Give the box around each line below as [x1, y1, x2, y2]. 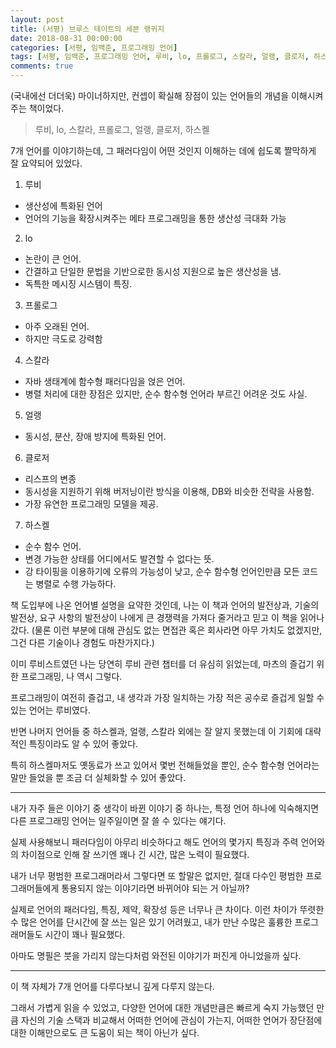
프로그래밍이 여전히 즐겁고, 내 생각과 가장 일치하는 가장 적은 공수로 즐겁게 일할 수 [10, 692, 325, 703]
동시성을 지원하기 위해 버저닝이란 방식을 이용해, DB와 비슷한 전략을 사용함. [24, 486, 315, 497]
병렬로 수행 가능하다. [35, 578, 117, 590]
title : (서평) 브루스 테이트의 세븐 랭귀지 [10, 24, 165, 34]
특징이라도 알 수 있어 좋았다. [28, 738, 139, 750]
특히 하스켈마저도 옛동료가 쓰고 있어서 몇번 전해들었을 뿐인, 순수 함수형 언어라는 [10, 759, 320, 771]
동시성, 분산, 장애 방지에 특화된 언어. [24, 431, 167, 442]
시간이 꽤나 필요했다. [44, 929, 126, 940]
